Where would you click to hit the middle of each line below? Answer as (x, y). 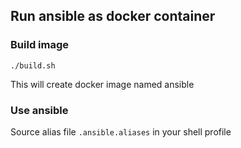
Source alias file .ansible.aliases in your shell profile (121, 131)
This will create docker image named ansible (102, 84)
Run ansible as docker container (113, 16)
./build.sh (33, 65)
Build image (40, 45)
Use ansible (39, 110)
